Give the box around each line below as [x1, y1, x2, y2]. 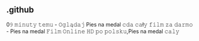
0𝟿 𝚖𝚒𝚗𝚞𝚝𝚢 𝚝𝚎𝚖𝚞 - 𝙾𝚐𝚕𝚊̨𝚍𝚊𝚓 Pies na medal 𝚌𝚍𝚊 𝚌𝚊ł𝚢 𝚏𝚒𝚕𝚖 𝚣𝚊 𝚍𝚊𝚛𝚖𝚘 [6, 20, 193, 28]
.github [6, 5, 34, 15]
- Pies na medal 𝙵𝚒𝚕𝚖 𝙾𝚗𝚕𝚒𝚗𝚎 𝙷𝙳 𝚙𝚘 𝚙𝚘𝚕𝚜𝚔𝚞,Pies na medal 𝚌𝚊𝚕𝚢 [6, 27, 180, 35]
